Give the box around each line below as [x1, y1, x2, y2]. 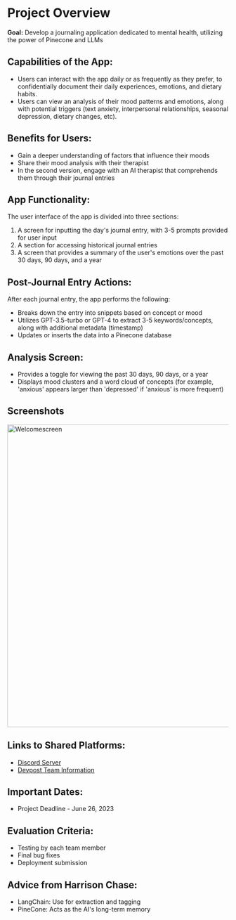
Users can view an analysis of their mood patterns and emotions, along [17, 97, 224, 105]
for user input [17, 233, 58, 242]
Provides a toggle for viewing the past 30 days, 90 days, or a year [17, 370, 209, 378]
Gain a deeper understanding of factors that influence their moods [17, 151, 210, 160]
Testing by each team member [17, 843, 107, 852]
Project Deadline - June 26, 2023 [17, 805, 114, 813]
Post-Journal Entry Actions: [7, 276, 132, 288]
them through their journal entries [17, 174, 115, 182]
